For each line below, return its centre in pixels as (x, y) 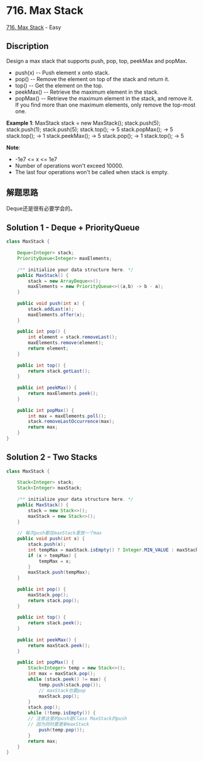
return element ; (48, 348)
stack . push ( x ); (47, 544)
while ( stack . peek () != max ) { (67, 679)
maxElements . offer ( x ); (56, 315)
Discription (27, 46)
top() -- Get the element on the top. (59, 85)
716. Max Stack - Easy (34, 27)
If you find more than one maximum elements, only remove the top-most (105, 105)
